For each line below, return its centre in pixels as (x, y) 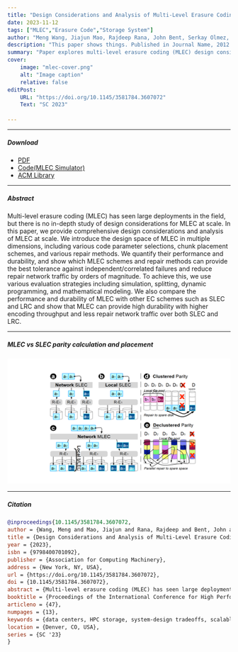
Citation (19, 504)
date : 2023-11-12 (33, 22)
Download (23, 142)
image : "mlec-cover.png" (57, 67)
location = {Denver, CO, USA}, (53, 627)
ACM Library (36, 175)
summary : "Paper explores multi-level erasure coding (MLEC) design (110, 52)
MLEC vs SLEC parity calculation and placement (80, 344)
